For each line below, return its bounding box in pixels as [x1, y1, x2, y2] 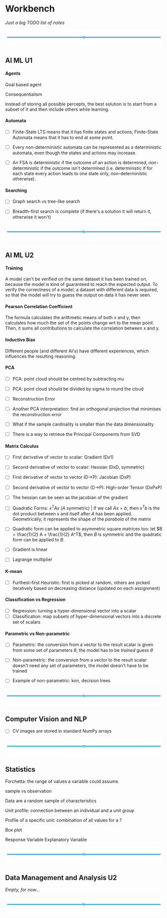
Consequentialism [5, 91, 42, 97]
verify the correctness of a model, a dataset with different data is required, [5, 286, 159, 293]
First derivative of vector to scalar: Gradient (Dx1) [12, 454, 114, 460]
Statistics [5, 765, 36, 774]
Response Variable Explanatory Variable [5, 837, 87, 843]
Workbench [5, 3, 55, 15]
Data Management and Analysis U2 [5, 873, 117, 882]
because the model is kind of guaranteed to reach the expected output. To [5, 281, 158, 287]
